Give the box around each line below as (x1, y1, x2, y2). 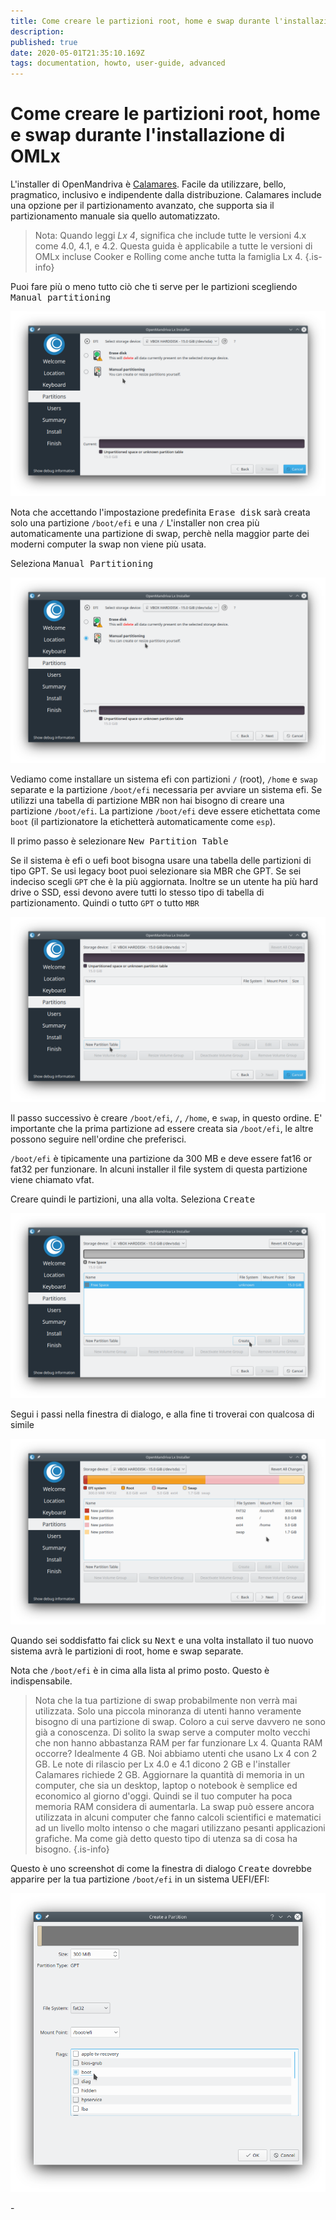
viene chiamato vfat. (10, 1173, 95, 1185)
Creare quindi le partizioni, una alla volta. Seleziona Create (10, 1193, 256, 1205)
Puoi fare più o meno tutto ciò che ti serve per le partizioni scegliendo (10, 281, 298, 293)
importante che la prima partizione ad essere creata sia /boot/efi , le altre (10, 1122, 314, 1134)
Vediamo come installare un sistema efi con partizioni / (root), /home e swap (10, 773, 318, 785)
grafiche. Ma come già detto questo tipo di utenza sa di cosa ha (34, 1832, 298, 1844)
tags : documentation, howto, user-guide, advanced (10, 58, 226, 69)
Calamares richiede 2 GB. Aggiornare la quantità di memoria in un (34, 1768, 305, 1780)
